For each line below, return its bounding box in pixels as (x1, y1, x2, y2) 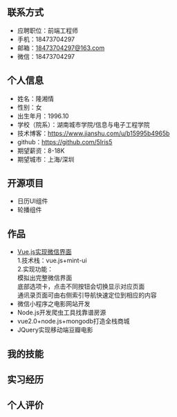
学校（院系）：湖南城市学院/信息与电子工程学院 (17, 120, 150, 128)
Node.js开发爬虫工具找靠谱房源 (17, 308, 106, 317)
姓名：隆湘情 (17, 94, 54, 103)
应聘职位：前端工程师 (17, 26, 78, 35)
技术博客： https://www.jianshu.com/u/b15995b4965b (17, 129, 170, 137)
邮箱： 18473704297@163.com (17, 44, 105, 52)
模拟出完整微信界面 (17, 273, 73, 282)
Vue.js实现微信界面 (17, 248, 72, 256)
